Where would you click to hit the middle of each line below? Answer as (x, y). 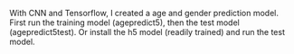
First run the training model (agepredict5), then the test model (124, 22)
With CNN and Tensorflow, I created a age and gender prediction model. (144, 13)
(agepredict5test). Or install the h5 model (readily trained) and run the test (147, 32)
